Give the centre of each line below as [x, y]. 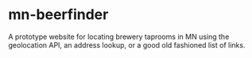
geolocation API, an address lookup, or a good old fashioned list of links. [127, 44]
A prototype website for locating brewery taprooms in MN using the [119, 37]
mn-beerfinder [58, 15]
